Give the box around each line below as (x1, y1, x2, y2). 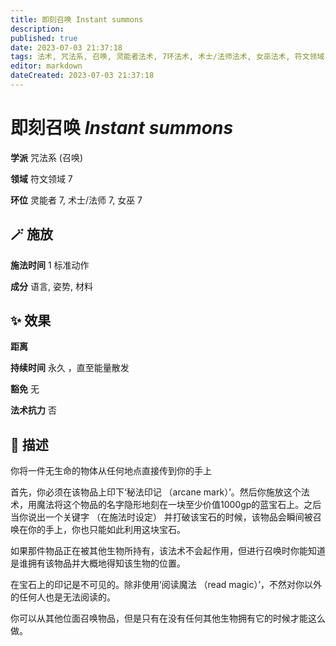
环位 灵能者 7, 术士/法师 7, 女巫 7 (10, 194, 143, 206)
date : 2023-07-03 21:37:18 (10, 42, 123, 53)
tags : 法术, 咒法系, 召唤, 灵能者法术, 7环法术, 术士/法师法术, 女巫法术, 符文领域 (10, 52, 325, 62)
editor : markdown (10, 61, 83, 71)
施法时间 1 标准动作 (10, 259, 90, 271)
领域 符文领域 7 (10, 172, 73, 185)
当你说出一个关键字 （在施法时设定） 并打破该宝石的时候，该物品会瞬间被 (10, 511, 313, 523)
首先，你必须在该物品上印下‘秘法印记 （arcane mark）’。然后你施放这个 (10, 486, 302, 498)
